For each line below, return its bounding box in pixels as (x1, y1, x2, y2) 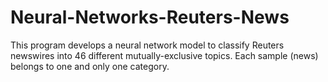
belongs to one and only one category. (10, 60, 170, 72)
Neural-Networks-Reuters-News (10, 6, 290, 29)
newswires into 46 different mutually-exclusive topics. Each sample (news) (10, 49, 319, 61)
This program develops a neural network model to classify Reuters (10, 39, 285, 51)
